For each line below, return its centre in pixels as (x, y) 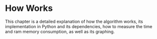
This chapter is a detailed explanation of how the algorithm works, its (74, 21)
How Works (29, 8)
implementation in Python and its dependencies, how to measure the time (79, 26)
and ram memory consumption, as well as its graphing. (60, 31)
